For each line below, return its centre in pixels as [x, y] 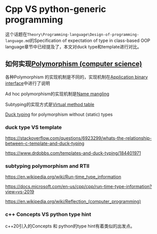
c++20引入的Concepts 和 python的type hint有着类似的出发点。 [70, 226]
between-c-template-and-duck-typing [45, 144]
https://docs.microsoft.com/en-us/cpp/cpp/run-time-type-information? [78, 187]
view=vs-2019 [20, 192]
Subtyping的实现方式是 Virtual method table [50, 104]
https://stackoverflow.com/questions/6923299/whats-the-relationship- [78, 138]
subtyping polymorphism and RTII [47, 166]
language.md [17, 41]
